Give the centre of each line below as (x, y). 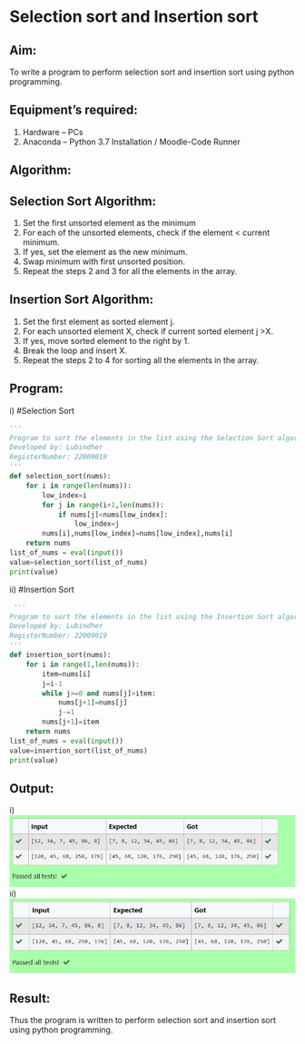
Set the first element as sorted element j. (98, 321)
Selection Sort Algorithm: (83, 201)
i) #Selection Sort (42, 410)
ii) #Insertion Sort (42, 589)
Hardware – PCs (53, 132)
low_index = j (97, 524)
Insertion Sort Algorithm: (82, 300)
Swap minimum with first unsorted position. (104, 261)
